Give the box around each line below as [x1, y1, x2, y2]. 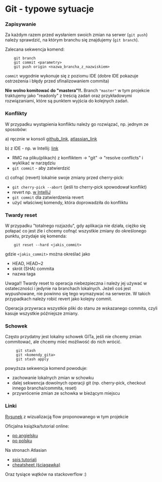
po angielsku [12, 432, 38, 438]
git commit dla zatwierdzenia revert [12, 194, 84, 200]
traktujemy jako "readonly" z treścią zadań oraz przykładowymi [5, 93, 132, 98]
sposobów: [5, 126, 28, 132]
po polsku [12, 438, 33, 443]
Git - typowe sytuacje [5, 3, 94, 15]
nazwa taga [12, 271, 36, 277]
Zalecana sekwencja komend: [5, 46, 65, 52]
